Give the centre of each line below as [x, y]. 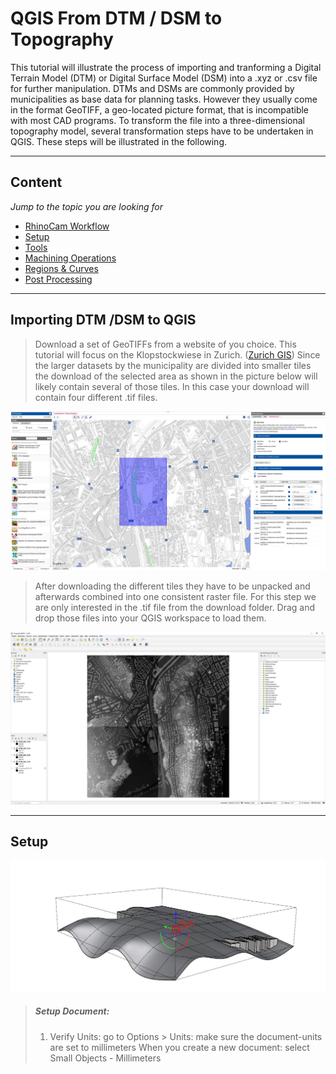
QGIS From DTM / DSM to [116, 18]
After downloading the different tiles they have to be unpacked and [172, 586]
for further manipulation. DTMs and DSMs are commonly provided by [152, 88]
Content [36, 182]
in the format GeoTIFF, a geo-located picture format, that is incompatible [160, 109]
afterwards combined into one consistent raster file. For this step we [175, 597]
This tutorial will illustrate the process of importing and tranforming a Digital [166, 67]
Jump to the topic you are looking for [86, 206]
